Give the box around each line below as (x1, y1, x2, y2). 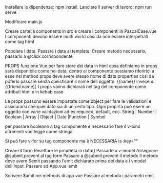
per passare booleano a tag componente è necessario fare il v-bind (5, 123, 141, 129)
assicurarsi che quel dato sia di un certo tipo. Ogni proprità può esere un (5, 104, 151, 109)
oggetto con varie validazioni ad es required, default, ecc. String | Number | (5, 109, 157, 114)
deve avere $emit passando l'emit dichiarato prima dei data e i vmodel (5, 158, 146, 163)
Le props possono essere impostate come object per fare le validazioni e (5, 98, 152, 104)
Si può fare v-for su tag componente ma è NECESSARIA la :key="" (5, 138, 138, 144)
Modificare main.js (5, 19, 42, 24)
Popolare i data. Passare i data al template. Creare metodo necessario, (5, 48, 147, 54)
